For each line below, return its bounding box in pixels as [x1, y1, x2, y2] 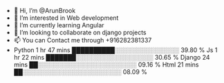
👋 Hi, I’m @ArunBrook [13, 7, 76, 14]
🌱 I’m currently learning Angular [13, 21, 105, 29]
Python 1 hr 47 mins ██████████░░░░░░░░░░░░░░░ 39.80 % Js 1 [13, 46, 218, 54]
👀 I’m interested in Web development [13, 14, 119, 22]
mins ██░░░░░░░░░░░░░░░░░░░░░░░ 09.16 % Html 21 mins [13, 60, 199, 69]
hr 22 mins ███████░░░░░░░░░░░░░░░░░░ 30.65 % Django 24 [13, 54, 210, 61]
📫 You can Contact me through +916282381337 [13, 36, 152, 44]
